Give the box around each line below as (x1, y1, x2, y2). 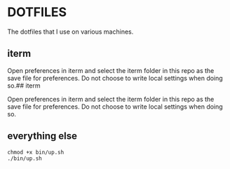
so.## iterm (7, 81, 41, 90)
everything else (7, 130, 78, 142)
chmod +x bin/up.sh (7, 149, 65, 156)
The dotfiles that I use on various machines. (7, 27, 134, 36)
